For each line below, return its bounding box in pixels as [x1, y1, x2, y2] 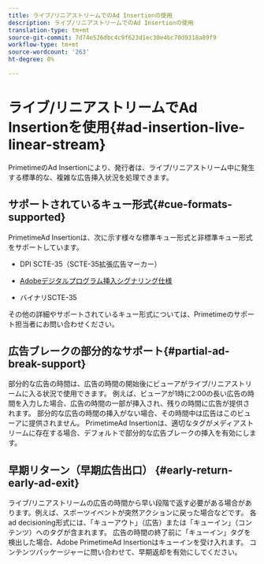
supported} [8, 210, 66, 224]
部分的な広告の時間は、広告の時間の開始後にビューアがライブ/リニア [8, 379, 232, 388]
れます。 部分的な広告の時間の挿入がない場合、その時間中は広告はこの [8, 409, 238, 418]
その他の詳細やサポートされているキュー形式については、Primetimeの [8, 309, 234, 319]
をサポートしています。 [8, 242, 84, 252]
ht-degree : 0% [8, 56, 55, 64]
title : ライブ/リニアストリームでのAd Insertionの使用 [8, 11, 173, 20]
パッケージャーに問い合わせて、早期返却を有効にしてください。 [35, 547, 242, 557]
